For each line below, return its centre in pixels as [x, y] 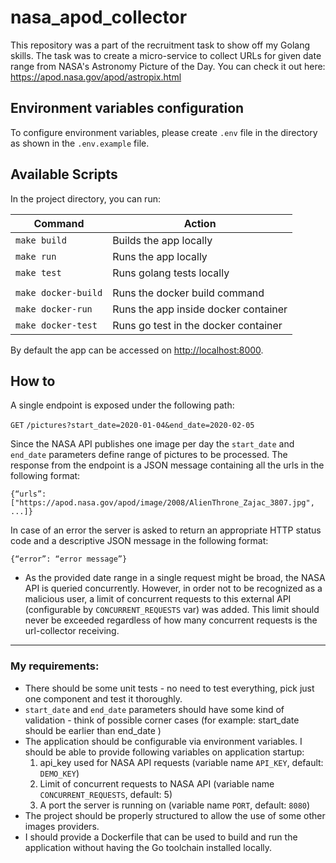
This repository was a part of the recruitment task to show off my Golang [160, 45]
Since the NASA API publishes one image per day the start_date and [152, 444]
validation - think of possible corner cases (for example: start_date [162, 720]
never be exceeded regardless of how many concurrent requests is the [171, 620]
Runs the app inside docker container [200, 309]
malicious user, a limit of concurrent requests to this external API [158, 599]
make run [36, 256]
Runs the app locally [160, 256]
